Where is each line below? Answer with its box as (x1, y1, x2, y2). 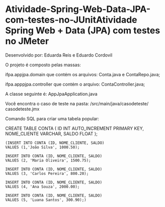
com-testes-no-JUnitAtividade (5, 14, 137, 26)
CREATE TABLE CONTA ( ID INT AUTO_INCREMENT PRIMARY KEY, (5, 125, 144, 131)
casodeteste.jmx (5, 106, 40, 112)
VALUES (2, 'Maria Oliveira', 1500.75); (5, 158, 92, 163)
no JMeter (5, 36, 49, 47)
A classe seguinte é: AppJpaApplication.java (5, 91, 98, 97)
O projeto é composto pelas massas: (5, 62, 81, 68)
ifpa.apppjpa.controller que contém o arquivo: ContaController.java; (5, 81, 145, 87)
